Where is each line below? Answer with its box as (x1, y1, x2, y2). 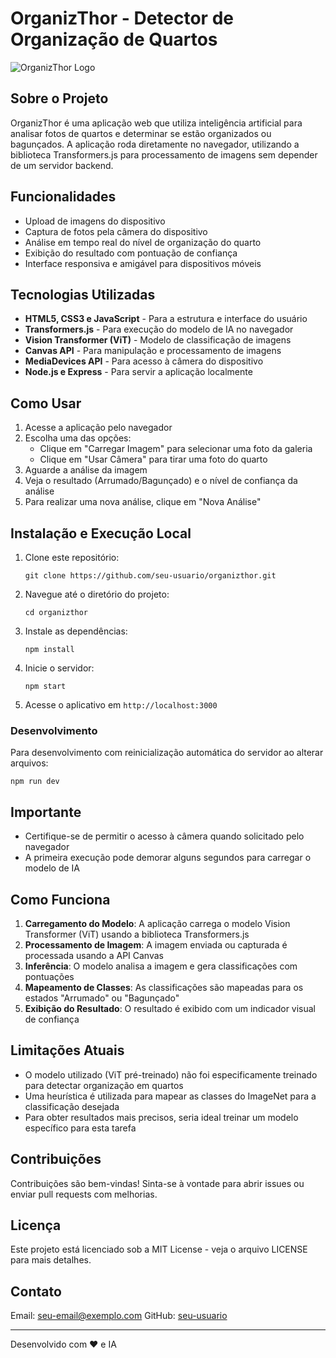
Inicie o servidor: (24, 662, 95, 674)
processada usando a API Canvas (24, 949, 164, 961)
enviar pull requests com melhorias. (10, 1188, 158, 1200)
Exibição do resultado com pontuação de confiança (24, 247, 238, 259)
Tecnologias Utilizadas (10, 286, 156, 303)
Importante (10, 803, 82, 821)
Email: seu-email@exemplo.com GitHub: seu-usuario (10, 1310, 228, 1322)
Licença (10, 1217, 62, 1234)
